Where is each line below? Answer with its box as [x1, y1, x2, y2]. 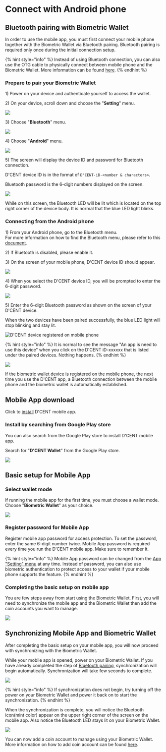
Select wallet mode [5, 486, 52, 493]
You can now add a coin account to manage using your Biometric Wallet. [5, 736, 154, 742]
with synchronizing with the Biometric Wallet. [5, 647, 98, 653]
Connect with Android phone [5, 3, 126, 15]
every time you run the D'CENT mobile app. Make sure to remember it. [5, 546, 149, 552]
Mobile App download [5, 396, 74, 404]
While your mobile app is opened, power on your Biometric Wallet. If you [5, 657, 153, 663]
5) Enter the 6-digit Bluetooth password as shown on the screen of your [5, 302, 152, 308]
